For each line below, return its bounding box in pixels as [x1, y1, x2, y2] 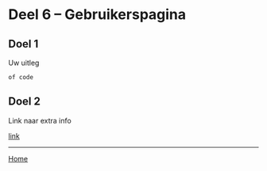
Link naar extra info [8, 116, 72, 125]
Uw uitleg [8, 58, 40, 67]
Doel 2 [8, 95, 41, 108]
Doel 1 [8, 37, 39, 51]
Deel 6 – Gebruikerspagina [8, 6, 187, 24]
